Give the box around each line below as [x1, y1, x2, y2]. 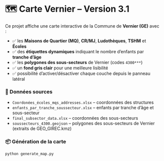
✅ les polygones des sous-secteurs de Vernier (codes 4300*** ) [12, 59, 143, 65]
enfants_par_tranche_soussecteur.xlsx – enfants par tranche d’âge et [12, 105, 154, 111]
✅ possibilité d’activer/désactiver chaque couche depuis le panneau [12, 70, 151, 76]
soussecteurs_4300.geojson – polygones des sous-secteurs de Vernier [12, 121, 155, 127]
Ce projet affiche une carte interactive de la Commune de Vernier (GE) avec [5, 23, 160, 29]
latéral [12, 76, 26, 82]
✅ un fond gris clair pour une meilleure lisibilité [12, 64, 108, 71]
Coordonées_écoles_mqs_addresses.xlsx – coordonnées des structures [12, 99, 154, 105]
